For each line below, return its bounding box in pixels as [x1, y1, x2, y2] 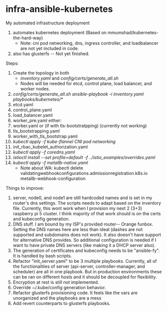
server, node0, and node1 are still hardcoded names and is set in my [12, 195, 153, 201]
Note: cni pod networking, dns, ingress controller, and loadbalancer [20, 40, 159, 46]
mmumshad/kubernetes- [107, 29, 159, 35]
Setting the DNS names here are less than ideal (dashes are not [12, 226, 143, 232]
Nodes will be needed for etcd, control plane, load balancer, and [20, 80, 152, 86]
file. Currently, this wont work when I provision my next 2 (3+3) [12, 205, 142, 211]
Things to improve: [5, 185, 44, 191]
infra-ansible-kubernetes [5, 3, 113, 15]
